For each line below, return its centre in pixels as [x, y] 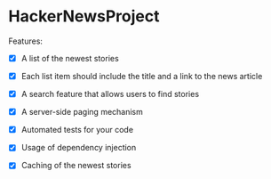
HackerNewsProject [84, 16]
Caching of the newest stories [76, 166]
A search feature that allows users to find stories [110, 94]
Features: [26, 41]
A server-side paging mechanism [82, 112]
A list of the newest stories [70, 58]
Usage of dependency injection [79, 148]
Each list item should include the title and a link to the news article [142, 76]
